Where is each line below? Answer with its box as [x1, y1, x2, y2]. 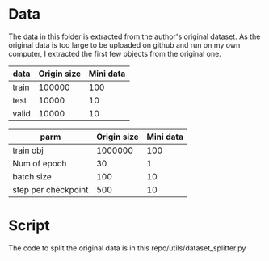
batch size [12, 170, 53, 182]
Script [8, 217, 50, 235]
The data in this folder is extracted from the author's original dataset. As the [8, 32, 261, 41]
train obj [12, 145, 44, 156]
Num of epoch [12, 158, 67, 169]
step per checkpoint [12, 183, 89, 195]
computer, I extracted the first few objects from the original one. [8, 48, 222, 58]
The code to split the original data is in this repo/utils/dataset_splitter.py [8, 243, 246, 253]
